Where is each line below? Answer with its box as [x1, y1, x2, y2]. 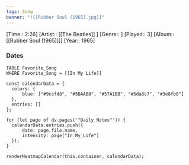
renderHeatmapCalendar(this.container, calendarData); [6, 153, 145, 159]
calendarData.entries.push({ [11, 122, 84, 128]
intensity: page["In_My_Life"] [21, 132, 100, 138]
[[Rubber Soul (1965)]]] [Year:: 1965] [6, 37, 95, 44]
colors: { [11, 85, 36, 92]
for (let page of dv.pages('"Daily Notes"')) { [6, 117, 126, 123]
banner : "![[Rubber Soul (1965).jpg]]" [6, 14, 105, 20]
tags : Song [6, 8, 33, 15]
